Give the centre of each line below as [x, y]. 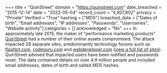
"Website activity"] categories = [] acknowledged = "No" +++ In [71, 28]
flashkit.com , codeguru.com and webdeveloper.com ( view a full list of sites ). [83, 49]
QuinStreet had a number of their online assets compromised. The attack [80, 39]
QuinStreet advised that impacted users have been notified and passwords [82, 55]
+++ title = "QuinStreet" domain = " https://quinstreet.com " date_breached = [83, 7]
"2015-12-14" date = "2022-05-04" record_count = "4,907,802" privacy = [81, 12]
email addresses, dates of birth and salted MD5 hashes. [62, 65]
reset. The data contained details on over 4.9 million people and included [80, 60]
